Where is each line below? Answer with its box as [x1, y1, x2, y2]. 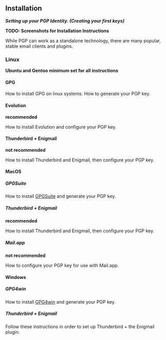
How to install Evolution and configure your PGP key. [5, 124, 117, 130]
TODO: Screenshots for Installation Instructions [5, 28, 109, 34]
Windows [5, 274, 26, 280]
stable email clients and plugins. [5, 43, 73, 49]
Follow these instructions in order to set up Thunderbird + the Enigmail [5, 323, 155, 330]
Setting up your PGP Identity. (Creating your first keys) [5, 17, 125, 24]
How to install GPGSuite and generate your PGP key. [5, 193, 116, 199]
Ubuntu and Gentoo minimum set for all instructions [5, 68, 119, 74]
